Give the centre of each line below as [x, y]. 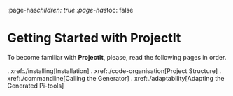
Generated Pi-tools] [36, 86]
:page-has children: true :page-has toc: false [70, 10]
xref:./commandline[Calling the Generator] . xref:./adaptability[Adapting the [116, 78]
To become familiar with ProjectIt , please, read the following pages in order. [117, 57]
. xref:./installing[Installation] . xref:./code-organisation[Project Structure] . [114, 71]
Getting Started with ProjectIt [94, 38]
